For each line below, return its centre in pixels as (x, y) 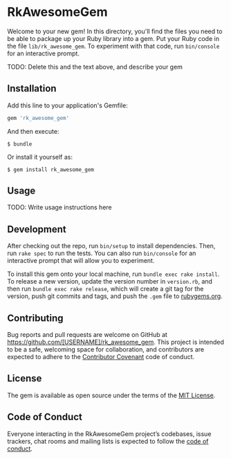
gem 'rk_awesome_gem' (38, 118)
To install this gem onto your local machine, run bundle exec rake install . (113, 274)
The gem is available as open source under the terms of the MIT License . (111, 395)
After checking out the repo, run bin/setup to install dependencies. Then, (111, 246)
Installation (32, 88)
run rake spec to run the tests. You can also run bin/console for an (102, 253)
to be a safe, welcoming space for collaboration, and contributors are (106, 349)
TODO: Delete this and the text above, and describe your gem (95, 67)
